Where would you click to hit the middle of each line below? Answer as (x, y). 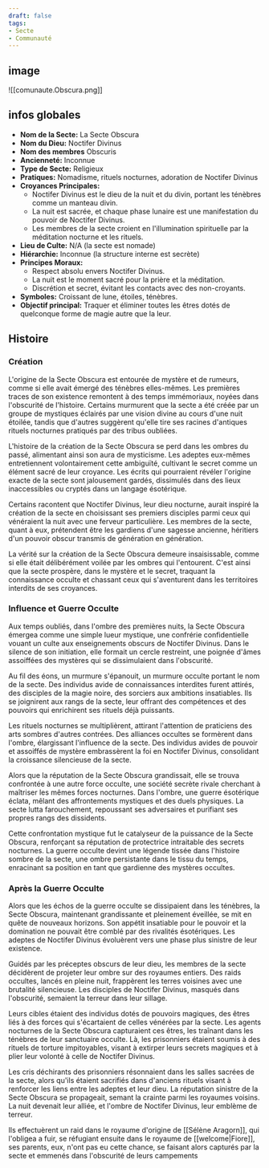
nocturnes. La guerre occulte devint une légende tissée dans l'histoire (124, 850)
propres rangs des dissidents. (57, 818)
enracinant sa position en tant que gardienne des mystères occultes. (122, 867)
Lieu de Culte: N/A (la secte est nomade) (88, 245)
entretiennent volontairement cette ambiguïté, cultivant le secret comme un (133, 463)
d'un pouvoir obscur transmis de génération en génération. (106, 538)
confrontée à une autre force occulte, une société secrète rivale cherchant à (134, 783)
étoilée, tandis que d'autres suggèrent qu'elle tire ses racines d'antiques (128, 421)
